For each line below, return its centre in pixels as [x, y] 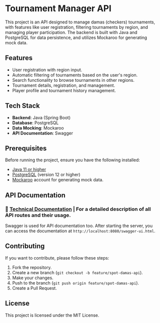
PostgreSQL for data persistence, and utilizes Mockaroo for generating [76, 38]
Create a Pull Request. [34, 288]
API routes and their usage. [38, 215]
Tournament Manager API [58, 9]
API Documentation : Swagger [42, 133]
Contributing [25, 246]
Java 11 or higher [29, 170]
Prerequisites [26, 148]
